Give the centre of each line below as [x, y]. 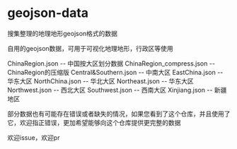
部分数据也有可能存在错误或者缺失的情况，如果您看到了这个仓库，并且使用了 [119, 114]
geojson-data [48, 13]
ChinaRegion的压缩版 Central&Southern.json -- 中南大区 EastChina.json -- [115, 72]
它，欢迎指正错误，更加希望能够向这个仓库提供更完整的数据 [94, 122]
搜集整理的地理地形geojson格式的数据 [63, 33]
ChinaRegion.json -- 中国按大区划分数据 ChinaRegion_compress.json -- [111, 63]
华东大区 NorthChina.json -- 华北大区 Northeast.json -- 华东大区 [101, 81]
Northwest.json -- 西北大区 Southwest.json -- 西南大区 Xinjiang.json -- [110, 90]
